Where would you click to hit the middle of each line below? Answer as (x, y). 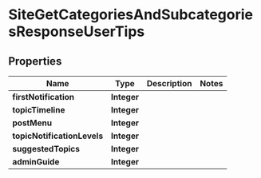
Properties (35, 61)
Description (169, 83)
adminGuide (36, 162)
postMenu (32, 123)
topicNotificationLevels (58, 136)
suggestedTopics (46, 149)
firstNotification (43, 97)
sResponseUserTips (77, 32)
